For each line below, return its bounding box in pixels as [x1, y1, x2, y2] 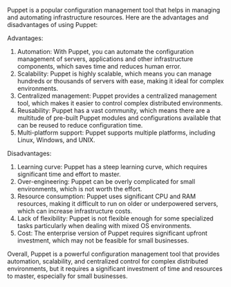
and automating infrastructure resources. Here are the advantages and [7, 13, 209, 21]
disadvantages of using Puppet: [7, 21, 98, 28]
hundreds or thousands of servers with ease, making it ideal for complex [17, 77, 224, 85]
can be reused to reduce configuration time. [17, 121, 143, 129]
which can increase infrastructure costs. [17, 207, 133, 215]
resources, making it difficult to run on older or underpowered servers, [17, 200, 219, 207]
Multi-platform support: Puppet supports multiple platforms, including [17, 128, 216, 137]
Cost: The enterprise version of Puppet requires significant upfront [17, 229, 207, 237]
